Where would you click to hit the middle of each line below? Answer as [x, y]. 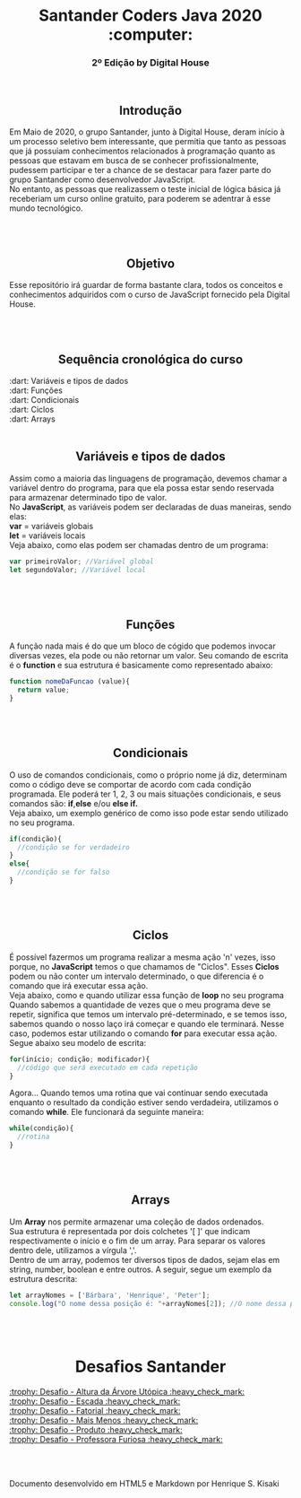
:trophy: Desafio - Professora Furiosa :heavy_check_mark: [116, 1439]
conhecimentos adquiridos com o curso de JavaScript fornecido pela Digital [150, 295]
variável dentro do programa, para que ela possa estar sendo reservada [142, 488]
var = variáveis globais [52, 526]
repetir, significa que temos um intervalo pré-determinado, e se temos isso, [148, 1014]
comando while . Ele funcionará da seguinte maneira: [107, 1112]
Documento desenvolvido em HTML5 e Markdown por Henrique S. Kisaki [144, 1483]
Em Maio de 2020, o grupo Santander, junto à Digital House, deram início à [147, 132]
